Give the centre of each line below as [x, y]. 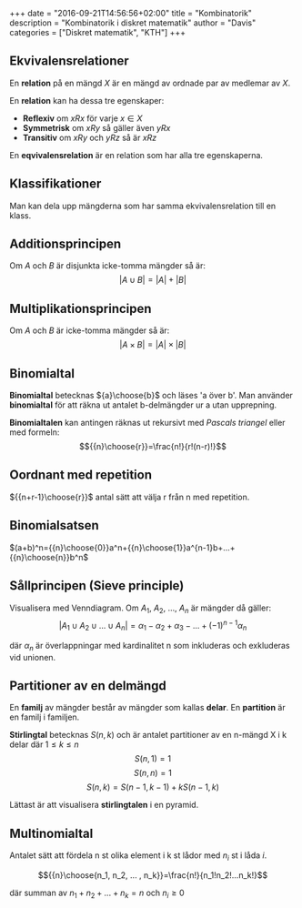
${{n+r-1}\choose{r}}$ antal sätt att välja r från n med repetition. [130, 497]
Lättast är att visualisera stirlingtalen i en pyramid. [104, 805]
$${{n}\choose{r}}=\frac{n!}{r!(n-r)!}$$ [153, 447]
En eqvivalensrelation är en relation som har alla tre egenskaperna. [136, 155]
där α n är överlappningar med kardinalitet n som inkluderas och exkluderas [150, 646]
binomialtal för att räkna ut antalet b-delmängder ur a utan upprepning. [143, 405]
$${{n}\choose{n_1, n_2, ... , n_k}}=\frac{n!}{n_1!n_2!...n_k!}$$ [153, 875]
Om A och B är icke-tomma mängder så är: [90, 330]
